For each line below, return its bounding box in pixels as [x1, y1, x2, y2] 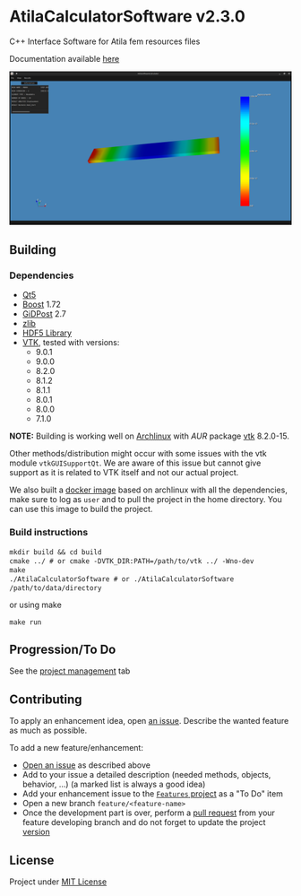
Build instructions [9, 526, 89, 539]
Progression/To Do [9, 641, 116, 657]
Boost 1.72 [21, 299, 61, 310]
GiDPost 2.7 [21, 309, 67, 319]
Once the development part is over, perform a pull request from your [21, 807, 276, 818]
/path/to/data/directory [9, 583, 102, 593]
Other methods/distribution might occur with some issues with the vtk [9, 448, 267, 459]
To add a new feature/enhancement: [9, 743, 143, 753]
